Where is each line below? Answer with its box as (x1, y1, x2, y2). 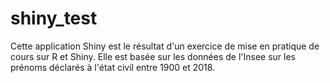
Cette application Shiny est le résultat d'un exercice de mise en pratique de (10, 40, 320, 52)
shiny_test (10, 7, 98, 30)
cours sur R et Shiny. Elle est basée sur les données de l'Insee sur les (10, 50, 296, 62)
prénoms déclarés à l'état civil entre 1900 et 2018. (10, 61, 216, 73)
